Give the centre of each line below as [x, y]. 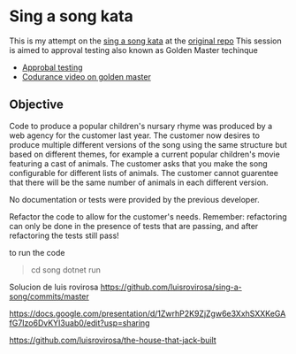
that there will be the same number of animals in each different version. [139, 182]
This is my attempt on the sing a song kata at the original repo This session [146, 41]
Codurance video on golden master [87, 76]
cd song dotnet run [66, 269]
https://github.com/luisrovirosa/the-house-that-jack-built [113, 340]
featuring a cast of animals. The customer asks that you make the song [138, 163]
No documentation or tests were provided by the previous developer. [134, 199]
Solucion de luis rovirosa [54, 287]
